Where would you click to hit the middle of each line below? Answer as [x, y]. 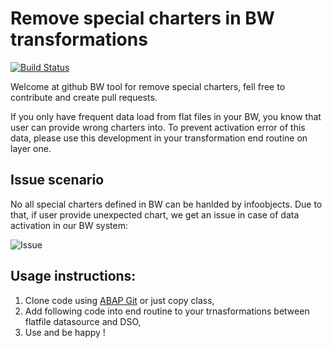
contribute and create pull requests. [84, 97]
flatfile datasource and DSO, [83, 321]
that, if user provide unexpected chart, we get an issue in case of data [155, 214]
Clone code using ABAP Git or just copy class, [119, 300]
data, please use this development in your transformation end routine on [159, 138]
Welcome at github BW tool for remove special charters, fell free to [148, 86]
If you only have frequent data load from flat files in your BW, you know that [166, 116]
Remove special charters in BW [142, 18]
